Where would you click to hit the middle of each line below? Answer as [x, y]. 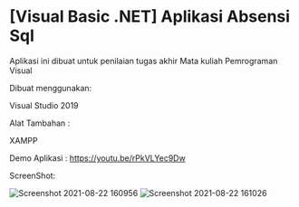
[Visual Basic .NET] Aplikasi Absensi [150, 17]
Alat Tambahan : [40, 123]
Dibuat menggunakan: [51, 88]
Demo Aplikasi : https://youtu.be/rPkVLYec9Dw [97, 158]
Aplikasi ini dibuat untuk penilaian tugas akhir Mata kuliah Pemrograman [144, 61]
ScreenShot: [33, 175]
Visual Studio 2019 [44, 105]
